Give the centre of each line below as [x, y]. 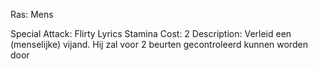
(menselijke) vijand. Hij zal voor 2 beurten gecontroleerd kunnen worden [159, 44]
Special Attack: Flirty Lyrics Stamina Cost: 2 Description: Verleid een [151, 33]
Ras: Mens [32, 14]
